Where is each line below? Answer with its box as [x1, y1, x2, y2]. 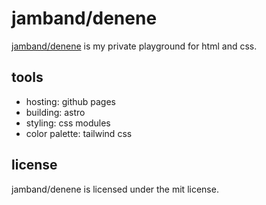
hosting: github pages [25, 95, 116, 107]
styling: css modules [25, 117, 111, 129]
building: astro [25, 106, 86, 118]
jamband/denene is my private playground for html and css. [11, 40, 258, 52]
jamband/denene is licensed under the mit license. [11, 183, 219, 195]
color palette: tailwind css [25, 127, 133, 139]
